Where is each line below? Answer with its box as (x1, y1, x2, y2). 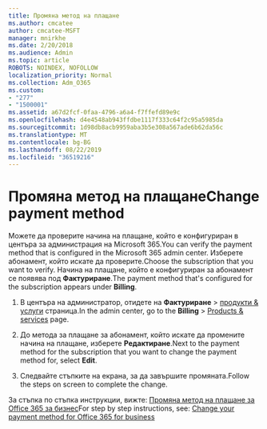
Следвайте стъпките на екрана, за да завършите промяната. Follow (19, 371, 250, 381)
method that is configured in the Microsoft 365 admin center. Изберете (8, 248, 244, 258)
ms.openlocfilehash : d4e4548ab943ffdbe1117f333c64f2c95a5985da (8, 116, 224, 124)
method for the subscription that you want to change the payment (19, 347, 237, 357)
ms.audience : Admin (8, 49, 74, 57)
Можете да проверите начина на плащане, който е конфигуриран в (8, 231, 238, 241)
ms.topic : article (8, 57, 70, 65)
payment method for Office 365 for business (8, 412, 155, 422)
